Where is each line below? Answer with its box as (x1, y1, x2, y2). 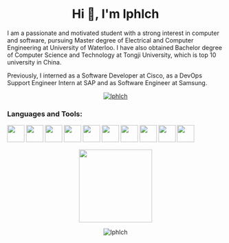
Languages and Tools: (7, 109, 83, 119)
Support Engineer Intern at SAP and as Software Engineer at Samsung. (7, 78, 208, 86)
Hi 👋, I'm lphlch (72, 6, 160, 22)
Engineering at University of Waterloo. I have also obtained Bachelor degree (7, 43, 222, 51)
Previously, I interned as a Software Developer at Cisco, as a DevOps (7, 71, 203, 80)
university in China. (7, 58, 62, 66)
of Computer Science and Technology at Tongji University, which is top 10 (7, 51, 217, 59)
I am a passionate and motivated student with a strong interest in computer (7, 29, 220, 37)
